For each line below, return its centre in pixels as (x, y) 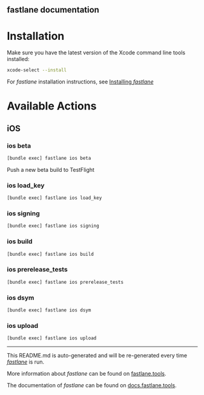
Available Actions (52, 106)
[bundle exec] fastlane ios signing (53, 226)
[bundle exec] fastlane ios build (51, 254)
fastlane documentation (53, 10)
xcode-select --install (37, 70)
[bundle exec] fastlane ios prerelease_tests (65, 282)
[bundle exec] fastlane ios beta (49, 158)
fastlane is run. (26, 362)
